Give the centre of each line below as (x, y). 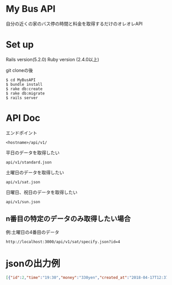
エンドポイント (21, 133)
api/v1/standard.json (29, 162)
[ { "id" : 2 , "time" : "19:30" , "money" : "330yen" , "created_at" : (68, 277)
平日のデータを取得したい (33, 152)
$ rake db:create (24, 89)
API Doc (23, 118)
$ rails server (22, 98)
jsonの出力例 (33, 263)
